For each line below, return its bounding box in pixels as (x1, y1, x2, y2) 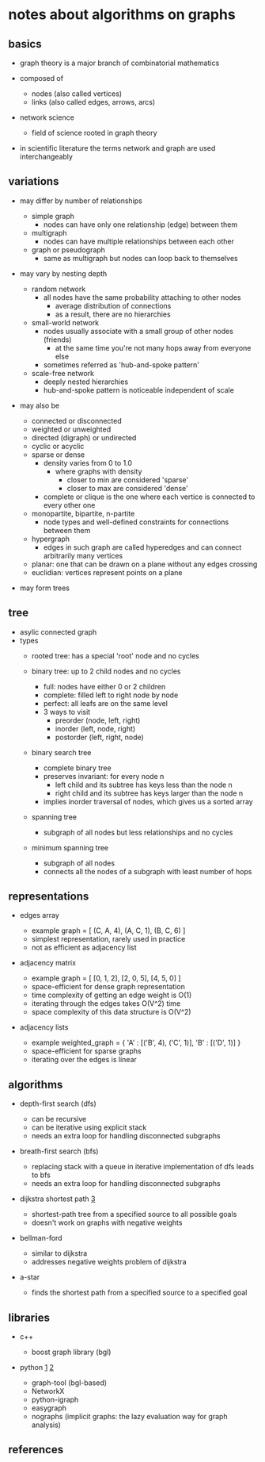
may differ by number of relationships (19, 196, 142, 205)
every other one (43, 500, 96, 509)
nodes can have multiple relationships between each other (43, 236, 235, 246)
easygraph (31, 1403, 67, 1413)
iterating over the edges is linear (31, 1055, 137, 1065)
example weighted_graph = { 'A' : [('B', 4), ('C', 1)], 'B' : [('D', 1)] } (31, 1038, 241, 1048)
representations (8, 890, 89, 904)
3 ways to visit (43, 707, 91, 716)
